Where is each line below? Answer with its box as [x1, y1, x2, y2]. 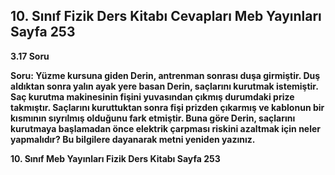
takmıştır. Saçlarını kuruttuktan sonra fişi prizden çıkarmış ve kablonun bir [10, 101, 325, 113]
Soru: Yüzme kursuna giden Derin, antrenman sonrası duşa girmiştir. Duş [10, 69, 321, 81]
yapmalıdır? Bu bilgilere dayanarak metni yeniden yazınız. [10, 133, 256, 145]
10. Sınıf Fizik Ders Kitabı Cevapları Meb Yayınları [10, 8, 322, 25]
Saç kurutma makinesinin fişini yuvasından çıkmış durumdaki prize [10, 90, 295, 103]
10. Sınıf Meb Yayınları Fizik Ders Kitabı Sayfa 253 [10, 152, 221, 164]
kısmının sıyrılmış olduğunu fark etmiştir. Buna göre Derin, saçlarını [10, 112, 296, 124]
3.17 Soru [10, 50, 50, 62]
